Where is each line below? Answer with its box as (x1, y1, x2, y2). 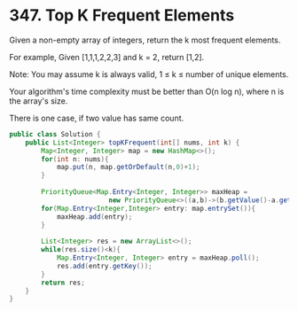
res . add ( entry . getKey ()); (56, 261, 153, 270)
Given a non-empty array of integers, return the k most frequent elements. (9, 35, 281, 45)
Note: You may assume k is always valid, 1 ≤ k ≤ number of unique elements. (9, 68, 289, 80)
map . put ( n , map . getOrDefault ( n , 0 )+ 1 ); (56, 163, 200, 172)
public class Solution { (9, 129, 101, 138)
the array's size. (9, 95, 68, 106)
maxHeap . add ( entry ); (56, 212, 133, 222)
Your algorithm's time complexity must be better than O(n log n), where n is (9, 86, 285, 97)
